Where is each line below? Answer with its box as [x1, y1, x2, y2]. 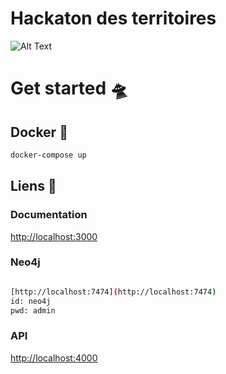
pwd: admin [10, 305, 56, 316]
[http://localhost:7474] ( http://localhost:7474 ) [10, 287, 217, 297]
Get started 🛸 [10, 77, 128, 100]
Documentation [10, 208, 88, 222]
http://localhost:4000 [10, 352, 98, 364]
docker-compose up [10, 150, 87, 160]
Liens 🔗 [10, 178, 57, 195]
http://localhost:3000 [10, 230, 98, 242]
